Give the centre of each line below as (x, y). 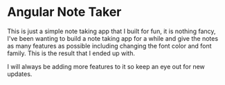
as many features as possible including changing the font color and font (110, 46)
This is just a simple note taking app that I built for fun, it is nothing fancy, (111, 31)
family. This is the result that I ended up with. (71, 53)
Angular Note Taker (64, 12)
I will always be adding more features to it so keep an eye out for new (106, 66)
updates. (20, 74)
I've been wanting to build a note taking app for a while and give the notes (113, 38)
